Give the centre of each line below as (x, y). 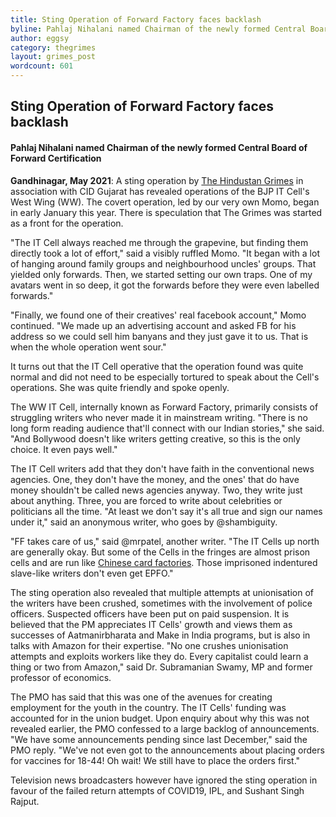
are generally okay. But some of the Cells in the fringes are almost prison (160, 552)
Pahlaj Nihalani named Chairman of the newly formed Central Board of (159, 147)
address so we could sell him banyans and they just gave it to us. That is (159, 336)
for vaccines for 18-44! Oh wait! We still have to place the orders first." (155, 760)
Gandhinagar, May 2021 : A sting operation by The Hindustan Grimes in (157, 180)
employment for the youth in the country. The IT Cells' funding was (148, 707)
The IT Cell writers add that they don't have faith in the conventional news (162, 468)
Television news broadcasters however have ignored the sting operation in (164, 780)
